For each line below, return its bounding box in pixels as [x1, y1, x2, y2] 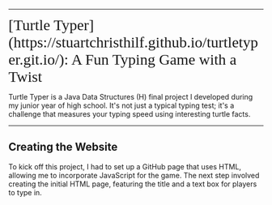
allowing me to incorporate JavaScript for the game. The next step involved [8, 170, 260, 180]
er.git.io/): [8, 50, 69, 68]
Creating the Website [8, 140, 118, 154]
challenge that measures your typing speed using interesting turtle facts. [8, 109, 251, 118]
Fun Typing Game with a [84, 50, 237, 68]
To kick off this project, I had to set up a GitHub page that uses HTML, [8, 161, 241, 171]
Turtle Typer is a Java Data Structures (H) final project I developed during [8, 92, 253, 101]
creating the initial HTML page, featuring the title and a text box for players [8, 179, 257, 189]
